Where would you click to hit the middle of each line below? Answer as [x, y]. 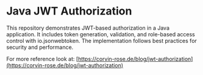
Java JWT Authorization [69, 11]
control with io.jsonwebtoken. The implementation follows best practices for [101, 41]
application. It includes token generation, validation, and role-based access [101, 34]
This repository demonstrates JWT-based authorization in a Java [88, 28]
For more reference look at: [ [42, 59]
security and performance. [40, 47]
